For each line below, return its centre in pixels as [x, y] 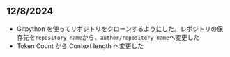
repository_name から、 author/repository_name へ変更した [117, 37]
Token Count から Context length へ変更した [80, 46]
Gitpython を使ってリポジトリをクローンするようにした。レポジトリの [117, 28]
